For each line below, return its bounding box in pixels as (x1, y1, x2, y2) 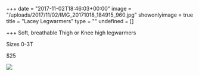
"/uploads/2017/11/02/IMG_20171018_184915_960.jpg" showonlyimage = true (6, 11, 194, 18)
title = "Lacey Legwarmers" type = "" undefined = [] (6, 18, 134, 24)
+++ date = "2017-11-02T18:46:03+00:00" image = (6, 5, 132, 12)
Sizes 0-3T (6, 41, 34, 47)
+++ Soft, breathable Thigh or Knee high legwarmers (6, 29, 136, 36)
